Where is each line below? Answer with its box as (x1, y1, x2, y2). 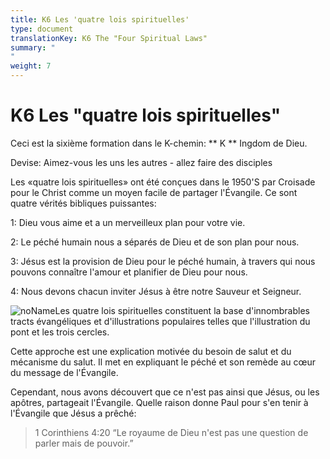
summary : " (10, 42, 56, 53)
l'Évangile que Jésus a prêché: (10, 407, 137, 419)
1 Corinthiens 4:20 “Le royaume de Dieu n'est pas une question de (34, 426, 309, 438)
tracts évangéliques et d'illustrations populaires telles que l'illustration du (10, 315, 311, 327)
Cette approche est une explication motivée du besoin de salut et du (10, 345, 292, 357)
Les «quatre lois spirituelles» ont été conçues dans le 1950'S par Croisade (10, 176, 316, 188)
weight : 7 (10, 61, 52, 71)
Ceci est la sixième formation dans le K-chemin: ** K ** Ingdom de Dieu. (10, 137, 308, 149)
